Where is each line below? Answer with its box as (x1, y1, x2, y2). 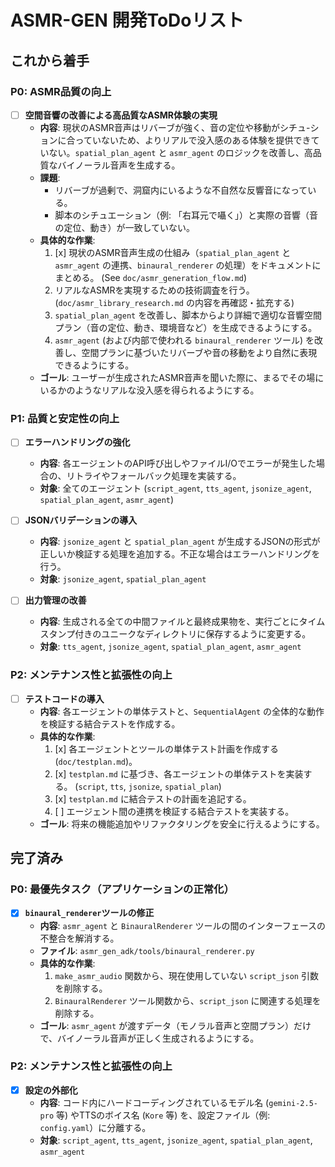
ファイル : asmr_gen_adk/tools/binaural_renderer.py (39, 944, 255, 956)
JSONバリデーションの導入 (24, 514, 138, 526)
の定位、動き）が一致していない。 (54, 221, 195, 233)
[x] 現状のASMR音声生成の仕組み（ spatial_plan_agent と (54, 246, 292, 258)
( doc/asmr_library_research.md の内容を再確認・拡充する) (54, 296, 295, 308)
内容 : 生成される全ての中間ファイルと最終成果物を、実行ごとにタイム (39, 616, 326, 628)
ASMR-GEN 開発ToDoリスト (10, 9, 245, 32)
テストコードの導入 (24, 692, 105, 705)
